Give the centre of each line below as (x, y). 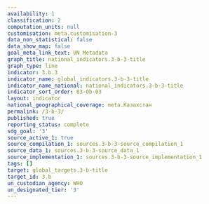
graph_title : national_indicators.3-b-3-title (76, 60)
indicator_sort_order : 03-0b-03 (54, 92)
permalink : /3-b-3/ (36, 111)
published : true (31, 118)
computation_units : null (43, 27)
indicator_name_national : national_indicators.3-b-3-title (95, 86)
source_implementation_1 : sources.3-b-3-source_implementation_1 (104, 157)
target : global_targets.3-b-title (58, 170)
